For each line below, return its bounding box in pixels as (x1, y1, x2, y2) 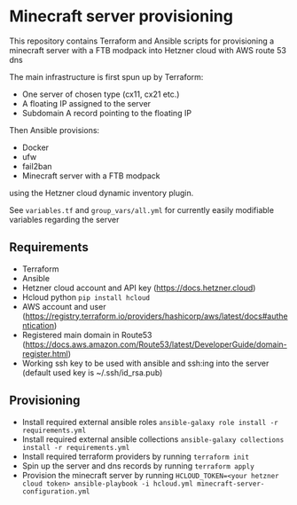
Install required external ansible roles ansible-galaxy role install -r (21, 416, 278, 427)
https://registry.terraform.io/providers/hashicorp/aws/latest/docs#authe (25, 311, 288, 321)
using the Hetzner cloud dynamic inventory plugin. (9, 187, 194, 198)
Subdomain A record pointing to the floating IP (21, 107, 192, 118)
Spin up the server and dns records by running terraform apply (21, 460, 254, 471)
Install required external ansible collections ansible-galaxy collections (21, 433, 285, 445)
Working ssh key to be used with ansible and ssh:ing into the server (21, 358, 270, 368)
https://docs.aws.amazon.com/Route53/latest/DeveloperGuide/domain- (25, 339, 288, 350)
